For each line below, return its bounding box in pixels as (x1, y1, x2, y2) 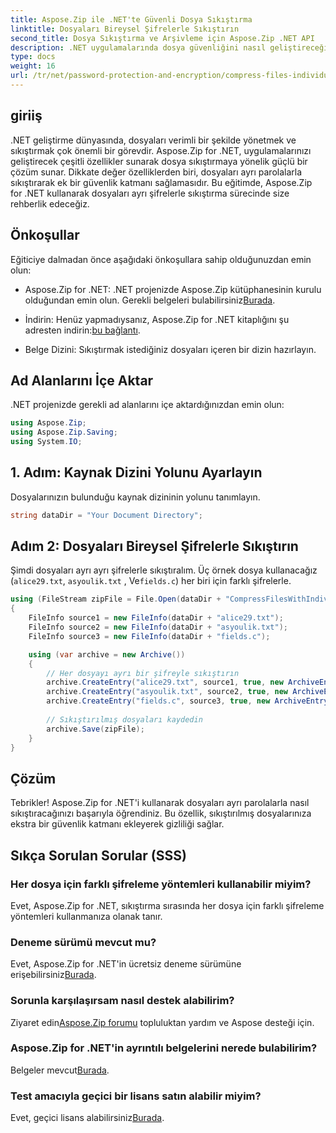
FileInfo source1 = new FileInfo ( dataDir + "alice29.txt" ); (28, 613, 284, 623)
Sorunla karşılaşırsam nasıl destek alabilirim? (10, 994, 235, 1008)
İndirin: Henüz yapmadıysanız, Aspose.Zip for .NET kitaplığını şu (24, 313, 290, 325)
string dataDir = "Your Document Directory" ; (10, 510, 203, 520)
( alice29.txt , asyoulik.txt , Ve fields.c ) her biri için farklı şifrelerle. (10, 575, 292, 587)
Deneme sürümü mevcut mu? (10, 935, 157, 949)
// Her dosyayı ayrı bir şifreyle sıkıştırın (46, 668, 240, 678)
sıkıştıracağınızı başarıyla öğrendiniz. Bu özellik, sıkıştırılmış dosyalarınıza (10, 807, 312, 820)
